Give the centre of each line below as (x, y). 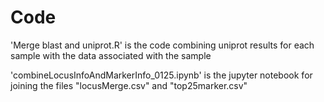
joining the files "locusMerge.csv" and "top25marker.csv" (129, 85)
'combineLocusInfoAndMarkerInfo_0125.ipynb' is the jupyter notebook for (161, 75)
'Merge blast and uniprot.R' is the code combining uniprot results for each (162, 45)
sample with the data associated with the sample (111, 55)
